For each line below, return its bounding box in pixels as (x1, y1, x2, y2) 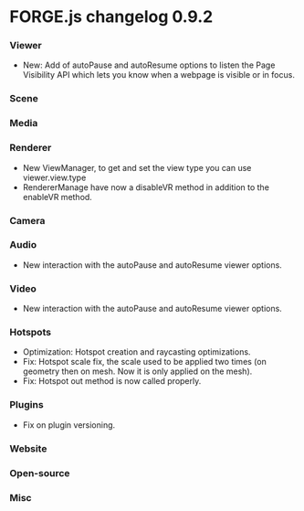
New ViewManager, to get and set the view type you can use (22, 162, 252, 173)
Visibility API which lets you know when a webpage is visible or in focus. (22, 69, 295, 80)
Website (9, 442, 47, 454)
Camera (9, 214, 46, 227)
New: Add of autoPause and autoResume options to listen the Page (22, 59, 276, 70)
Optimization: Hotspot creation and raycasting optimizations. (22, 346, 251, 357)
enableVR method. (22, 191, 93, 202)
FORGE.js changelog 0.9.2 (9, 6, 214, 27)
